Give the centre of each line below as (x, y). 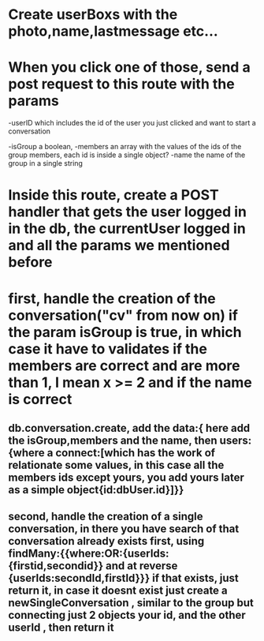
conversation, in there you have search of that (124, 529)
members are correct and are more (124, 365)
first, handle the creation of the (112, 298)
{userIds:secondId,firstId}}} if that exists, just (123, 578)
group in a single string (45, 163)
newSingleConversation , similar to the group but (131, 603)
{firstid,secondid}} (56, 566)
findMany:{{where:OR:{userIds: (89, 554)
